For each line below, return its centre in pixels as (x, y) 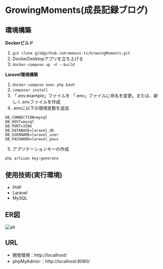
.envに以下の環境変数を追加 (41, 108)
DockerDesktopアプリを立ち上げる (48, 59)
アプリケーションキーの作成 (41, 149)
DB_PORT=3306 (19, 126)
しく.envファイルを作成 (36, 102)
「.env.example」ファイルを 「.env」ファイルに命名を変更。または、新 (85, 96)
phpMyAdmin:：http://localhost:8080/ (51, 262)
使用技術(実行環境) (34, 175)
